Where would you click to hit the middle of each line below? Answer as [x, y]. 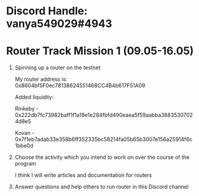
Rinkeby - [27, 109]
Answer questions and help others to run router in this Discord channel [102, 187]
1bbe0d [24, 146]
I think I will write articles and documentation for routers [83, 175]
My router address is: [41, 79]
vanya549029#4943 [59, 24]
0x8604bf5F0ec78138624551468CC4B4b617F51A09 [80, 85]
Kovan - [24, 133]
